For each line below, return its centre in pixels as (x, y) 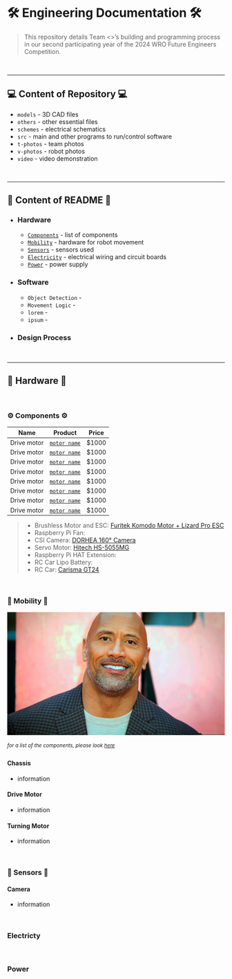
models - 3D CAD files (48, 114)
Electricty (24, 936)
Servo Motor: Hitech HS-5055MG (82, 547)
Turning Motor (28, 826)
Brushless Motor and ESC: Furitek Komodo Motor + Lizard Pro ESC (129, 526)
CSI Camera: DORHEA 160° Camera (85, 540)
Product (65, 432)
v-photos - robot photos (51, 151)
